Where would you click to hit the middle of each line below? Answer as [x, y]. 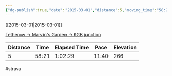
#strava [13, 69]
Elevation [125, 47]
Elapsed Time [72, 47]
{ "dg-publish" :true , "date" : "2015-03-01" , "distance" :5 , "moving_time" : [81, 10]
